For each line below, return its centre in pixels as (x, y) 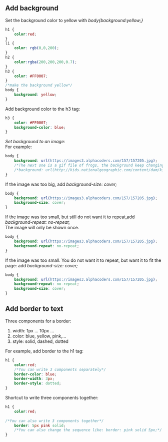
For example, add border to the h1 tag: (44, 351)
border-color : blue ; (35, 374)
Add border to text (34, 309)
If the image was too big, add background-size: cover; (61, 184)
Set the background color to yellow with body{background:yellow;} (74, 20)
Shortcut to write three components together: (52, 398)
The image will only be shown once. (42, 228)
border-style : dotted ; (38, 383)
